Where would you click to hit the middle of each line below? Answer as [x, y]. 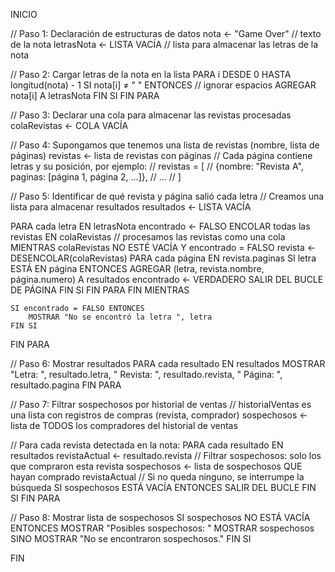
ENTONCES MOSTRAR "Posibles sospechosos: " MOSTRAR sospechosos [162, 528]
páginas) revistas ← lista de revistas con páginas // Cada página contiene [161, 155]
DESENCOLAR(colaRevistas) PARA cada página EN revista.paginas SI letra [163, 258]
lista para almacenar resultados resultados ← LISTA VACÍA [131, 207]
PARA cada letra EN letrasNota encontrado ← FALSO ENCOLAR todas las [160, 226]
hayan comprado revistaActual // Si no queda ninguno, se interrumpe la [157, 477]
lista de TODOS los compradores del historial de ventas [124, 425]
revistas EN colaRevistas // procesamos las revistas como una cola [148, 237]
